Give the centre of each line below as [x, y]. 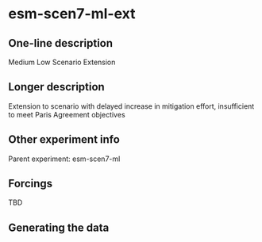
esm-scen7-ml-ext [72, 14]
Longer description [56, 87]
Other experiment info [64, 140]
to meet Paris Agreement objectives [67, 114]
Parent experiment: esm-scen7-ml [64, 159]
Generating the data [59, 227]
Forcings [31, 184]
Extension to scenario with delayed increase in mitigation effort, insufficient [131, 106]
